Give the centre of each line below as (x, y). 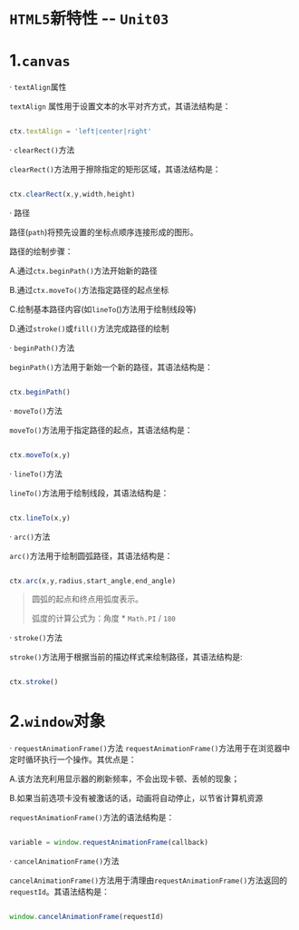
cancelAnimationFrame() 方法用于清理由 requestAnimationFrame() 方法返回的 (149, 880)
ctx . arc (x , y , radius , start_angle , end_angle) (93, 581)
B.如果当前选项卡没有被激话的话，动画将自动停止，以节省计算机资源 (136, 798)
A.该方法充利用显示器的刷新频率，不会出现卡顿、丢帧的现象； (125, 779)
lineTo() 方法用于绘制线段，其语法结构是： (89, 493)
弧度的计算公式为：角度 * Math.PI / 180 (104, 619)
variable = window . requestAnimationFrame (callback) (109, 843)
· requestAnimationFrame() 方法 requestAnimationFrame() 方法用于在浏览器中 (150, 749)
